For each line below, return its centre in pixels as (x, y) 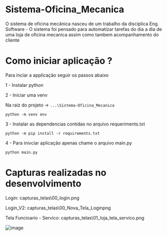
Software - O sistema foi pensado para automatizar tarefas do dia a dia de (84, 29)
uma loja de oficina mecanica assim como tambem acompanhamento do (82, 34)
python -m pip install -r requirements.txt (53, 133)
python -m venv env (26, 114)
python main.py (22, 152)
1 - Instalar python (24, 85)
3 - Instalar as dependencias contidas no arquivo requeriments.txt (75, 124)
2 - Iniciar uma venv (26, 95)
